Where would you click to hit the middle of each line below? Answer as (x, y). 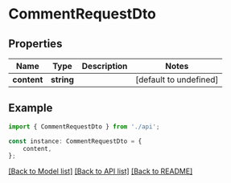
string (63, 79)
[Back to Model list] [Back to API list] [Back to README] (101, 171)
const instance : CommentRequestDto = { (75, 141)
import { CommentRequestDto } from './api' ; (84, 126)
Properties (35, 44)
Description (105, 66)
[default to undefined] (177, 79)
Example (31, 108)
